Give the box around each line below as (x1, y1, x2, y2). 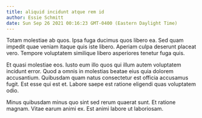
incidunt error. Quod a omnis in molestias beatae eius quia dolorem (6, 68, 174, 75)
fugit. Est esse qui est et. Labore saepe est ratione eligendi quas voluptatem (6, 80, 196, 88)
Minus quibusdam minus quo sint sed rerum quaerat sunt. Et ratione (6, 99, 176, 106)
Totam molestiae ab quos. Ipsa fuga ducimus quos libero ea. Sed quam (6, 37, 184, 44)
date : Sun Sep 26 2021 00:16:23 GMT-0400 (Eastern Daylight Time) (6, 20, 178, 26)
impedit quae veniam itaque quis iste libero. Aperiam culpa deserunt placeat (6, 43, 197, 50)
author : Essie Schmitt (6, 15, 64, 21)
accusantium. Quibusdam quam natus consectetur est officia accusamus (6, 74, 189, 82)
